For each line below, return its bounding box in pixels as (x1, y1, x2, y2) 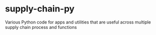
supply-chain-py (5, 3, 75, 14)
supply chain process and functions (5, 24, 77, 30)
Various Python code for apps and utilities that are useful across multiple (5, 19, 151, 25)
